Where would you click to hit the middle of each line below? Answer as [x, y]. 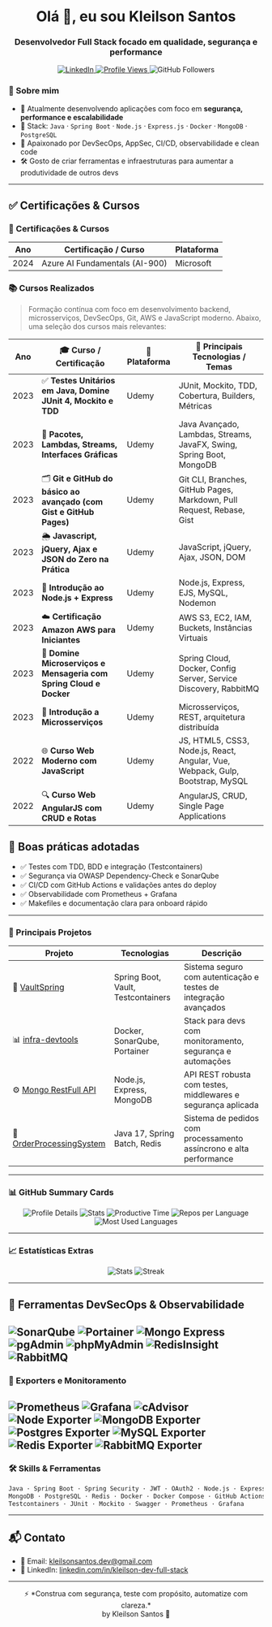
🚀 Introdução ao [73, 587]
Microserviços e [74, 663]
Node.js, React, [207, 751]
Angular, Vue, [204, 760]
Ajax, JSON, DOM [212, 557]
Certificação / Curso [104, 249]
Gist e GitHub [68, 512]
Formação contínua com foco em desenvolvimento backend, [129, 309]
